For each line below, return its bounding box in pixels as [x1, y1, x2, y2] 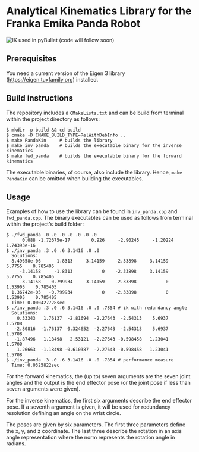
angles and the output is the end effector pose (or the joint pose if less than [6, 379, 191, 386]
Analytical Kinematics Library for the [6, 4, 192, 18]
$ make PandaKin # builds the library [6, 137, 113, 144]
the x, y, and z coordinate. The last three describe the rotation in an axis [6, 428, 182, 435]
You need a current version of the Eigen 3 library [6, 70, 125, 77]
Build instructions [6, 93, 73, 104]
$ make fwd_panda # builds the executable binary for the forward [6, 153, 182, 159]
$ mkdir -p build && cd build [6, 127, 81, 133]
